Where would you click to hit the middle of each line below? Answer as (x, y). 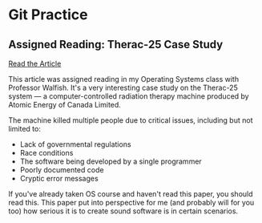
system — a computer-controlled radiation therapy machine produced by (129, 96)
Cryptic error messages (59, 178)
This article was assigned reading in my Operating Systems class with (123, 79)
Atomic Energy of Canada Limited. (65, 105)
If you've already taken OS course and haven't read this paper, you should (131, 194)
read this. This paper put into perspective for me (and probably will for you (131, 203)
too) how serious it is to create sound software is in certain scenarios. (123, 211)
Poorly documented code (62, 170)
